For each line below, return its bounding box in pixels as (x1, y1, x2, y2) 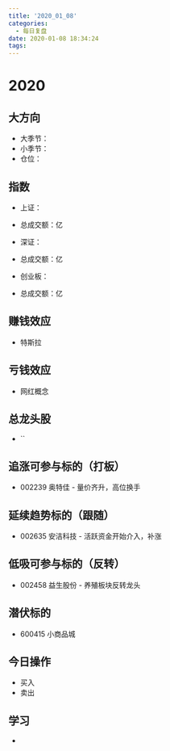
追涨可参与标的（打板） (8, 459, 125, 473)
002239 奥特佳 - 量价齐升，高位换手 (19, 482, 141, 493)
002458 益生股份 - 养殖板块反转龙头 (19, 580, 141, 589)
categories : (8, 19, 48, 27)
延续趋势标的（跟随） (8, 508, 114, 522)
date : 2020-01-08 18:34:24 (8, 34, 99, 43)
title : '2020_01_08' (8, 11, 78, 20)
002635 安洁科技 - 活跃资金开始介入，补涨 (19, 531, 162, 541)
